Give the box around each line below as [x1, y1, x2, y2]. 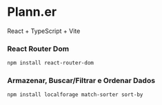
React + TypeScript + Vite [7, 27, 81, 35]
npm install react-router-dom [7, 60, 94, 67]
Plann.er [7, 4, 57, 20]
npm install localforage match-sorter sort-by [7, 91, 143, 98]
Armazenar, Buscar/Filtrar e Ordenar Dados [7, 76, 156, 86]
